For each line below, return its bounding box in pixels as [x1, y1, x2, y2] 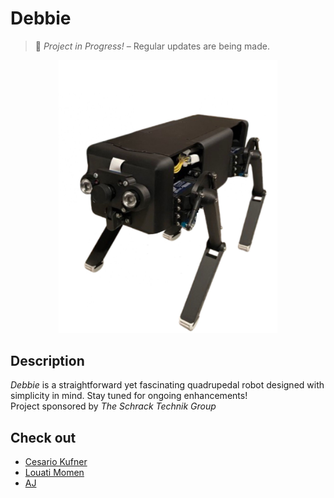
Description [10, 352, 85, 369]
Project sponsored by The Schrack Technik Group [10, 400, 217, 412]
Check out [10, 429, 77, 446]
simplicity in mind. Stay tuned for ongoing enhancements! [10, 390, 248, 402]
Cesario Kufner [24, 456, 88, 468]
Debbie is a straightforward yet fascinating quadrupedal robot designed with [10, 379, 325, 391]
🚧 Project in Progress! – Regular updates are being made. [34, 40, 270, 52]
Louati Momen [24, 467, 85, 479]
